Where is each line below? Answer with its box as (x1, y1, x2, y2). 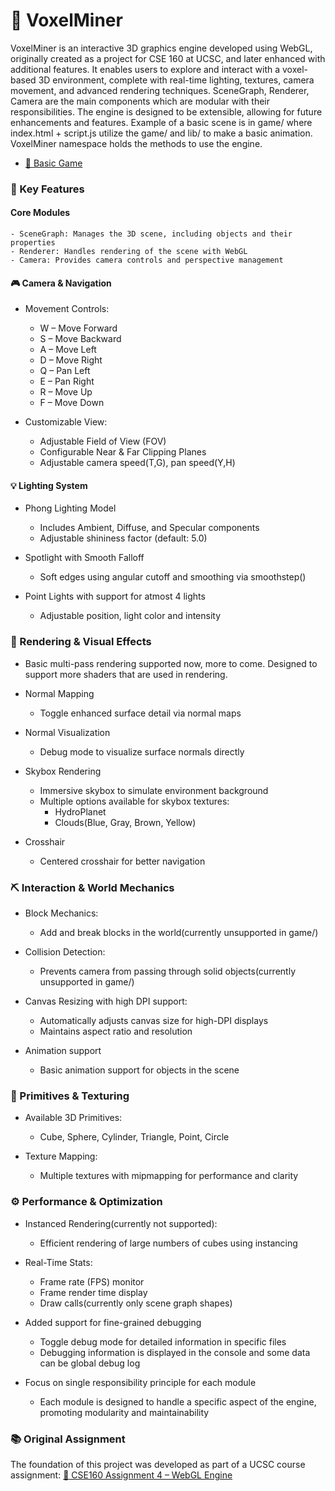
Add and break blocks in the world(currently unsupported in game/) (39, 927, 319, 939)
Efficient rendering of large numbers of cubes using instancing (39, 1237, 298, 1249)
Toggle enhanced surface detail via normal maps (39, 707, 242, 719)
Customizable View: (24, 416, 108, 428)
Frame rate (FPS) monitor (39, 1275, 145, 1288)
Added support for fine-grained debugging (24, 1316, 202, 1328)
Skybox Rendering (24, 765, 102, 777)
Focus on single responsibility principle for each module (24, 1376, 257, 1388)
